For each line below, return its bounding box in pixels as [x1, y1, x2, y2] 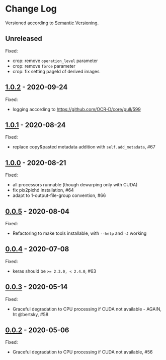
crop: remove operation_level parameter [12, 58, 98, 64]
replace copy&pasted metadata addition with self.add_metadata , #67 [12, 144, 156, 150]
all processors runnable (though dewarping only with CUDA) [12, 182, 138, 188]
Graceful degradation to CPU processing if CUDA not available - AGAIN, [12, 306, 162, 312]
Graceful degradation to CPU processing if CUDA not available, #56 [12, 349, 153, 355]
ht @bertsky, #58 [12, 311, 49, 317]
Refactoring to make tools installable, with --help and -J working [12, 230, 147, 236]
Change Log [5, 3, 57, 15]
